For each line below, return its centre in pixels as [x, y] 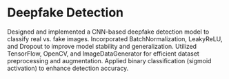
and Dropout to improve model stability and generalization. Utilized [102, 46]
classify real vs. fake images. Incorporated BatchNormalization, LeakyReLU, [115, 38]
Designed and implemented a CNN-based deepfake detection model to [108, 32]
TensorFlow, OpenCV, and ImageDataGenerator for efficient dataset [103, 54]
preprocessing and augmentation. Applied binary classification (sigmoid [109, 60]
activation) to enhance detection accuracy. [68, 68]
